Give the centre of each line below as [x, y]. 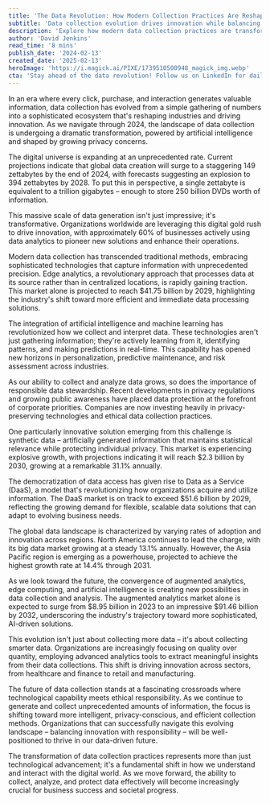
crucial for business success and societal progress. [94, 790]
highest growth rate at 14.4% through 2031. [80, 565]
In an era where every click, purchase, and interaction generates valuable [130, 98]
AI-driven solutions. [41, 624]
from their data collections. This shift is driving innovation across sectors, [130, 665]
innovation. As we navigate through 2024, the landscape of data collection [131, 124]
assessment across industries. [59, 366]
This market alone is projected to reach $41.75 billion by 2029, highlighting [132, 290]
